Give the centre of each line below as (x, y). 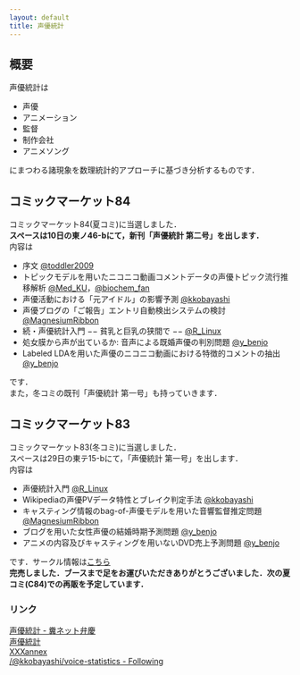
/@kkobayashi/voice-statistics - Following (86, 662)
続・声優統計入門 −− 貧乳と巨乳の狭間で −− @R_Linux (121, 331)
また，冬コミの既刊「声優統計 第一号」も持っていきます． (116, 393)
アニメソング (46, 151)
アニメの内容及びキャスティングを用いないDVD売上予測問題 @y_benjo (150, 543)
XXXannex (28, 652)
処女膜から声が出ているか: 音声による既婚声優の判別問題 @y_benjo (145, 342)
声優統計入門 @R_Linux (65, 488)
